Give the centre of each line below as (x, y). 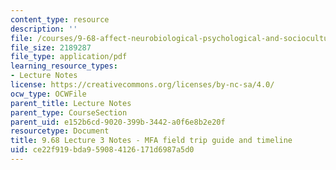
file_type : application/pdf (69, 57)
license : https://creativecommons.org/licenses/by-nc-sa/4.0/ (142, 85)
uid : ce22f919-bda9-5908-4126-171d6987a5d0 (102, 150)
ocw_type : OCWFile (48, 94)
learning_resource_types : (64, 66)
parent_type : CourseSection (69, 112)
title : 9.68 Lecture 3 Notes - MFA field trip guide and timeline (151, 141)
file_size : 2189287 (51, 47)
